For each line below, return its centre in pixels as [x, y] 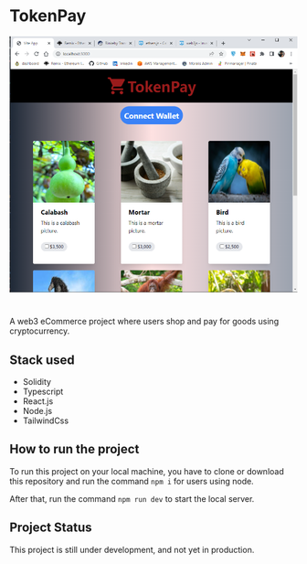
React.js [38, 401]
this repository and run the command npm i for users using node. [132, 481]
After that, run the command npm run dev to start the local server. [132, 498]
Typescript [43, 391]
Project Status [51, 528]
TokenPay [48, 16]
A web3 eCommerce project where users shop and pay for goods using [144, 322]
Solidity [37, 381]
